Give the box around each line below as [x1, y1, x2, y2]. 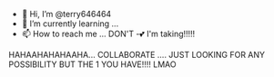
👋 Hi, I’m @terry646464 [21, 9, 112, 19]
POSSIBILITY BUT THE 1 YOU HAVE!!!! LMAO [8, 59, 177, 70]
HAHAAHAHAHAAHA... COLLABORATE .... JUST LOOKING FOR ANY [8, 50, 266, 60]
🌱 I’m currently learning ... [21, 18, 119, 29]
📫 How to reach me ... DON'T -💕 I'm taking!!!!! [21, 28, 196, 39]
